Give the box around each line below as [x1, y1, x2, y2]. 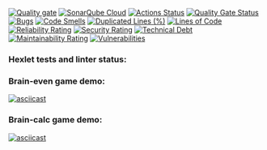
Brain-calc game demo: [8, 114, 103, 126]
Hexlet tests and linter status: [8, 54, 127, 65]
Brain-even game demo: [8, 75, 105, 87]
